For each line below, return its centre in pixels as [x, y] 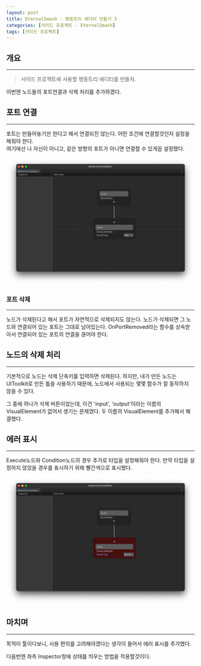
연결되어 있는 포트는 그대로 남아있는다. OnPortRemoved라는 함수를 [96, 326]
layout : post [22, 13]
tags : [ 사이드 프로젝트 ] [33, 32]
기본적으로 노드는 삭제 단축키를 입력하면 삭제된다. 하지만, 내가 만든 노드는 [92, 376]
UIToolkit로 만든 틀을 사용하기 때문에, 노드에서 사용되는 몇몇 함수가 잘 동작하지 [98, 383]
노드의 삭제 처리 [33, 355]
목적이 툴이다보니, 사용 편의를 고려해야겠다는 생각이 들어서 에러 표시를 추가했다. [99, 643]
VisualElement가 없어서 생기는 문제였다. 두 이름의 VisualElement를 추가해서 [95, 411]
